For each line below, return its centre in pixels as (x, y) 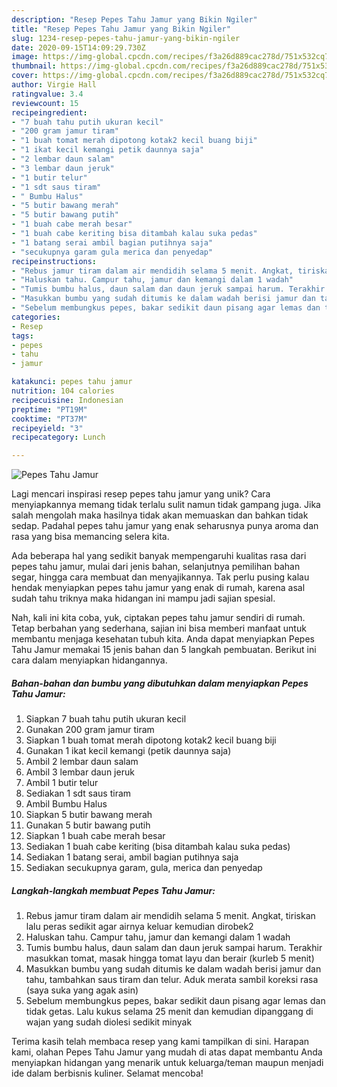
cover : (25, 76)
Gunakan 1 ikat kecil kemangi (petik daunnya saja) (128, 751)
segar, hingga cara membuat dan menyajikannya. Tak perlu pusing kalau (160, 577)
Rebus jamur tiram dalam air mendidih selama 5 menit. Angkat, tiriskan (170, 916)
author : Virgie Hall (54, 85)
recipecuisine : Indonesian (67, 400)
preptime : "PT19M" (49, 409)
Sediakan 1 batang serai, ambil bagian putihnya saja (132, 857)
